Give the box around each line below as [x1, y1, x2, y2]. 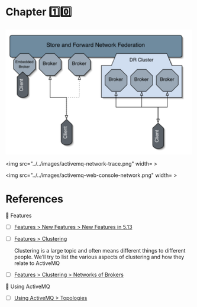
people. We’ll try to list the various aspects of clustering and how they [14, 253, 185, 261]
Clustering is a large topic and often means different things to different [14, 247, 186, 254]
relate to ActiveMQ [14, 260, 60, 267]
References [5, 192, 63, 206]
